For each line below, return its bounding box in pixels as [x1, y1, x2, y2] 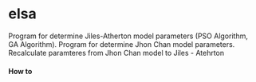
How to [8, 66, 33, 76]
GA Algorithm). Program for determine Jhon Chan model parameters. [8, 39, 235, 49]
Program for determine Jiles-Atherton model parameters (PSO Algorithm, [8, 31, 249, 41]
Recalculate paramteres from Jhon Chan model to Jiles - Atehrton [8, 48, 225, 57]
